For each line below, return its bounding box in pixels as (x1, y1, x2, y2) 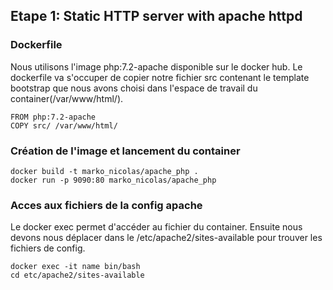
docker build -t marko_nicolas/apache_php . (10, 166, 199, 176)
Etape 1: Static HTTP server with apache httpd (10, 8, 303, 25)
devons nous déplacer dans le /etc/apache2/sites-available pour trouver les (10, 232, 323, 244)
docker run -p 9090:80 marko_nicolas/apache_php (10, 175, 217, 185)
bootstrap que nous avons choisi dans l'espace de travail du (10, 82, 258, 94)
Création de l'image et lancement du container (10, 144, 241, 158)
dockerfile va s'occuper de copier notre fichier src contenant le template (10, 71, 310, 83)
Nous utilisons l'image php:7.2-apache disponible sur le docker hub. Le (10, 60, 303, 73)
